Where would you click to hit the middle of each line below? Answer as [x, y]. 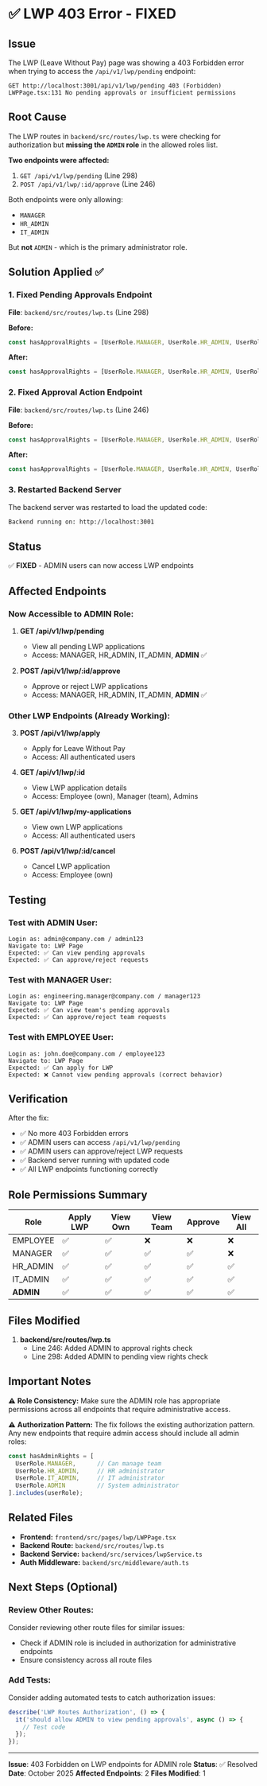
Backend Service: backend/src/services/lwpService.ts [111, 1554]
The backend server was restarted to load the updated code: [108, 507]
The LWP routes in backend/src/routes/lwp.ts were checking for [114, 136]
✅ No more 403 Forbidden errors [74, 1134]
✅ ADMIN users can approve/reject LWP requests [101, 1151]
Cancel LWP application [71, 866]
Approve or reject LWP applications [90, 686]
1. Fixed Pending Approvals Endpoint [80, 295]
